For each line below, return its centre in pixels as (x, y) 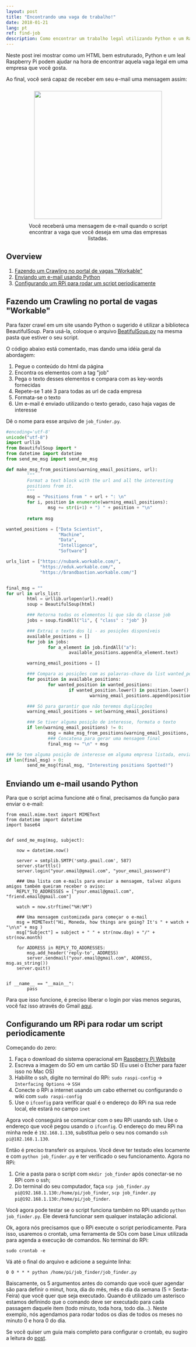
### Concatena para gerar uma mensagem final (104, 738)
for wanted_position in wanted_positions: (100, 685)
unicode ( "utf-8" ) (27, 437)
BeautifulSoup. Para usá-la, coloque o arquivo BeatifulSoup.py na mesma (94, 331)
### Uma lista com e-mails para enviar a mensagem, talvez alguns (99, 882)
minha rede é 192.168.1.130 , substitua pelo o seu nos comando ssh (87, 1132)
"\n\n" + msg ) (24, 928)
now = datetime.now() (43, 851)
